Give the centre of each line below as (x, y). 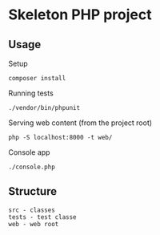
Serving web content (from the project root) (80, 123)
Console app (29, 152)
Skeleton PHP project (80, 15)
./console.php (32, 167)
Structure (33, 191)
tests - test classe (43, 217)
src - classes (32, 210)
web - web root (34, 224)
